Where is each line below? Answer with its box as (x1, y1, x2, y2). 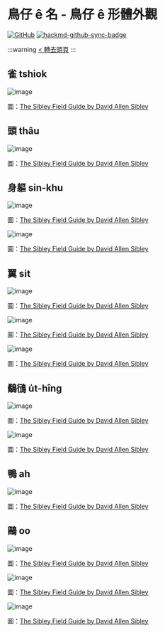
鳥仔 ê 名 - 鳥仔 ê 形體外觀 (7, 6, 158, 23)
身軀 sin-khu (7, 181, 64, 194)
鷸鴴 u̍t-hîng (7, 382, 62, 394)
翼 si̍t (7, 268, 30, 280)
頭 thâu (7, 125, 40, 137)
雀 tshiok (7, 68, 47, 80)
